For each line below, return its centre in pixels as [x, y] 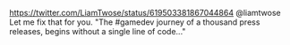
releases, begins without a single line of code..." [98, 31]
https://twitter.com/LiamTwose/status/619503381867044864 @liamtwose [145, 13]
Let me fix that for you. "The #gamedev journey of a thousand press [135, 22]
